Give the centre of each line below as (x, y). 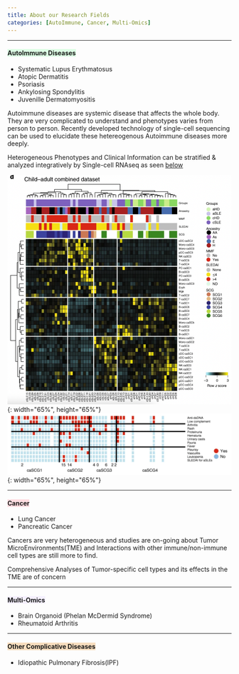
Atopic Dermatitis (43, 76)
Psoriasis (31, 84)
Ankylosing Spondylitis (51, 91)
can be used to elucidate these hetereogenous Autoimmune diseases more (117, 136)
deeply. (18, 144)
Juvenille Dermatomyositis (57, 99)
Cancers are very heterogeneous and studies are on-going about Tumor (113, 540)
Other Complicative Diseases (52, 647)
